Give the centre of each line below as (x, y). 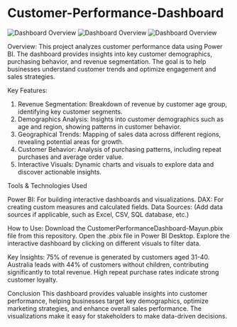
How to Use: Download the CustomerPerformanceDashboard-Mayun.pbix (115, 228)
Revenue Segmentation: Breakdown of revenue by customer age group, (122, 104)
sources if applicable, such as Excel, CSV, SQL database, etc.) (98, 214)
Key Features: (27, 90)
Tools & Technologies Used (47, 185)
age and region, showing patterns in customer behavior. (99, 126)
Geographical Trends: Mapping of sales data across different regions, (119, 134)
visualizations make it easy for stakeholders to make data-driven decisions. (117, 316)
